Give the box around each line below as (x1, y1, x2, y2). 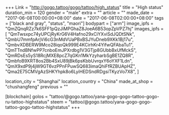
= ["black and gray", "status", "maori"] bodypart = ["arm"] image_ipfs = (5, 20, 154, 26)
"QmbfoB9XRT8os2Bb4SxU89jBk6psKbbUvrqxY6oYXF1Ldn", (5, 58, 133, 64)
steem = (50, 99, 68, 105)
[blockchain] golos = (5, 93, 48, 99)
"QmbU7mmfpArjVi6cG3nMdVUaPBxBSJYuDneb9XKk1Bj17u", (5, 36, 134, 42)
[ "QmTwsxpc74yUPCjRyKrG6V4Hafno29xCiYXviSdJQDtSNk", (5, 31, 135, 37)
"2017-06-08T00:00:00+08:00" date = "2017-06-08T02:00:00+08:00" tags (5, 15, 164, 21)
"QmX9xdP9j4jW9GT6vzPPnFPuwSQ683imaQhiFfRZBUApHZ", (5, 63, 136, 69)
